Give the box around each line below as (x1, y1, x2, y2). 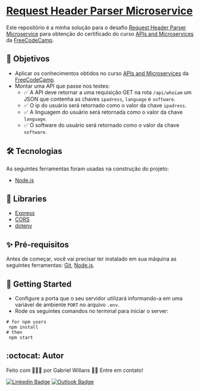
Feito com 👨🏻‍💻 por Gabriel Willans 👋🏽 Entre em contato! (6, 367, 144, 374)
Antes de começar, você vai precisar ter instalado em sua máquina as (6, 255, 177, 263)
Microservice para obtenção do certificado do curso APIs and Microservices (6, 30, 194, 37)
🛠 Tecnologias (6, 146, 62, 156)
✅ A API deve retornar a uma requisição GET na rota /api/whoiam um (23, 88, 192, 96)
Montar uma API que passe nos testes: (14, 82, 110, 89)
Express (14, 210, 35, 217)
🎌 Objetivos (6, 54, 50, 64)
